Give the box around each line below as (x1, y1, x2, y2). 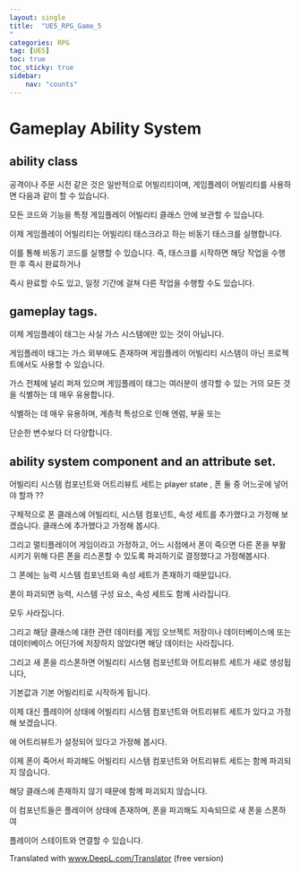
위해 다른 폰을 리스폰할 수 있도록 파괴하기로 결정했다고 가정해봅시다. (32, 550, 270, 561)
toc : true (9, 55, 47, 64)
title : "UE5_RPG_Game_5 (9, 22, 102, 30)
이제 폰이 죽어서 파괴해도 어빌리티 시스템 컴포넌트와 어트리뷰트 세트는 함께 (9, 755, 268, 766)
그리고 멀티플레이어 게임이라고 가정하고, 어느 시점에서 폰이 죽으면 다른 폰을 (9, 540, 270, 550)
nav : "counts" (25, 80, 78, 89)
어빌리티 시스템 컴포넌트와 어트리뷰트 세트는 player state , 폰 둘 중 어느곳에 (9, 479, 272, 489)
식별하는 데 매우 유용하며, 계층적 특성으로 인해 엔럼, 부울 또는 (9, 409, 222, 419)
